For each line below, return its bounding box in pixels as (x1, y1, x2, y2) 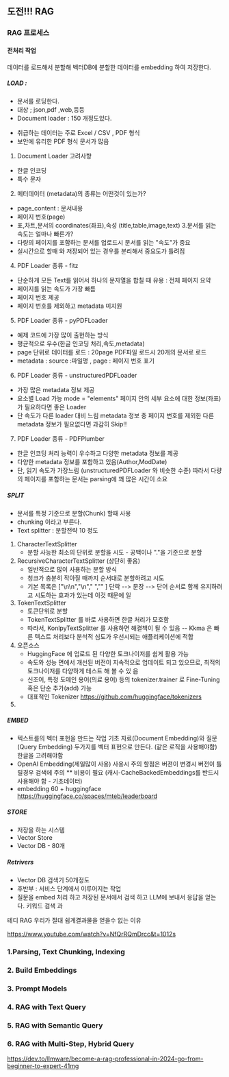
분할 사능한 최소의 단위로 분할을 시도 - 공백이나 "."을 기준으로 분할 (27, 548, 202, 557)
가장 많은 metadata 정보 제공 (16, 386, 95, 394)
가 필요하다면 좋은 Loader (16, 403, 87, 411)
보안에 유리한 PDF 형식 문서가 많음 (16, 137, 109, 145)
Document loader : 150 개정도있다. (16, 114, 112, 123)
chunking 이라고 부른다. (16, 518, 82, 526)
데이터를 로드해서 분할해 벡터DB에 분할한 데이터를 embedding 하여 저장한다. (7, 63, 212, 71)
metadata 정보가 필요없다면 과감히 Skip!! (16, 420, 127, 428)
